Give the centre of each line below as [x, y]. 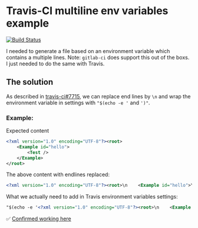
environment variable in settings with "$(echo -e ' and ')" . [78, 103]
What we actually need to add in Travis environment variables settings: [92, 197]
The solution [30, 82]
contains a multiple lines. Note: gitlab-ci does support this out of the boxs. [98, 57]
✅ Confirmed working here [39, 219]
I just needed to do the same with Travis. [55, 64]
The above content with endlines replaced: [58, 174]
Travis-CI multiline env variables [87, 11]
